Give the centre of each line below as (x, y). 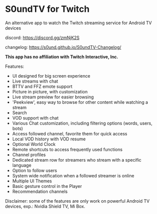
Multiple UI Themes (32, 181)
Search (19, 113)
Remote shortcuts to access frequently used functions (67, 149)
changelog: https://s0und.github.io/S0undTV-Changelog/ (63, 47)
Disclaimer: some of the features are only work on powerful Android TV (78, 201)
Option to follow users (35, 170)
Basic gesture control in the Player (47, 186)
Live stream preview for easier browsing (53, 97)
